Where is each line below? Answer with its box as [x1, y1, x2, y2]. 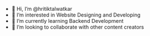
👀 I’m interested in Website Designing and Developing [11, 11, 141, 18]
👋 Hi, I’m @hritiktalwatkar [11, 6, 72, 12]
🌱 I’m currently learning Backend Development [11, 18, 124, 24]
